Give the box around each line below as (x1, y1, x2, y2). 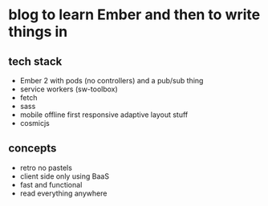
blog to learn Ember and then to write (8, 6, 261, 24)
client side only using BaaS (19, 171, 110, 181)
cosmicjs (19, 119, 51, 127)
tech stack (8, 55, 63, 68)
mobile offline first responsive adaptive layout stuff (19, 110, 189, 119)
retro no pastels (19, 163, 72, 172)
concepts (8, 142, 57, 156)
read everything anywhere (19, 188, 108, 198)
